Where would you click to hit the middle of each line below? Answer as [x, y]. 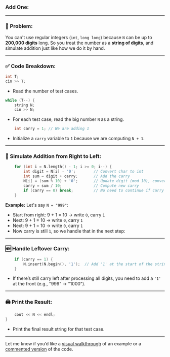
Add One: [17, 7]
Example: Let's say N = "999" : [37, 205]
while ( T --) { [20, 100]
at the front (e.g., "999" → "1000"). [49, 284]
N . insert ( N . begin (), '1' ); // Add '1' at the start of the [88, 264]
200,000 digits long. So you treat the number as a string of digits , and [79, 43]
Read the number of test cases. [45, 91]
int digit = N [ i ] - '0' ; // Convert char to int [83, 172]
